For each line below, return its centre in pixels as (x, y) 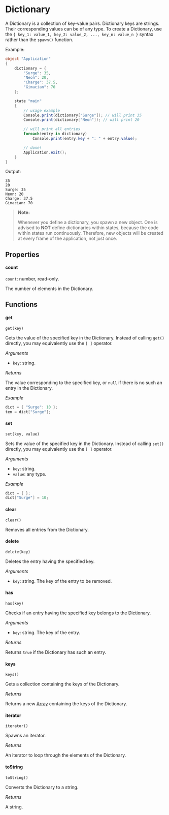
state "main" (28, 101)
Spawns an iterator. (26, 736)
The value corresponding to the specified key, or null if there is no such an (84, 383)
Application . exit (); (45, 152)
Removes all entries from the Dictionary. (47, 529)
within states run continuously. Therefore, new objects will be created (91, 233)
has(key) (14, 603)
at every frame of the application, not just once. (67, 239)
